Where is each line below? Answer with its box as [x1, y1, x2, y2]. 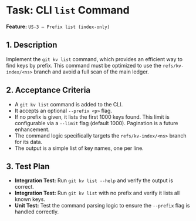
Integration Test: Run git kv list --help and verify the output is [14, 177, 173, 184]
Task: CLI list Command [6, 4, 130, 17]
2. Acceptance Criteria [6, 85, 91, 95]
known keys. [14, 196, 46, 203]
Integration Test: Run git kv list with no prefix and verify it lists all [14, 189, 180, 197]
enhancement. [14, 126, 50, 133]
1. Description [6, 40, 58, 50]
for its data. [14, 138, 43, 145]
